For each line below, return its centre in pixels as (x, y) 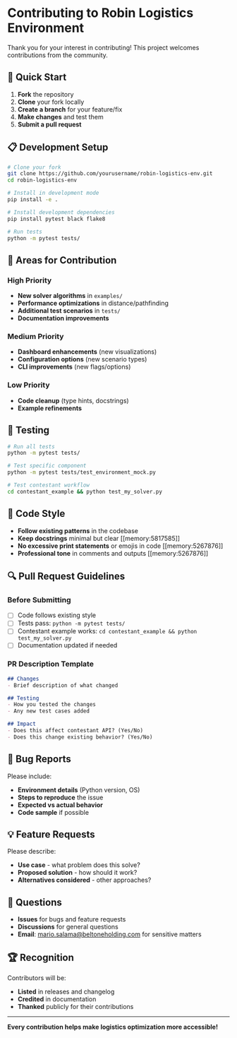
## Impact (22, 724)
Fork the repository (45, 94)
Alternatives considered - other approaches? (84, 880)
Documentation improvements (63, 318)
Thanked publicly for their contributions (75, 1007)
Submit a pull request (49, 124)
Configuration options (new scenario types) (82, 359)
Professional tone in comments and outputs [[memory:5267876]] (113, 553)
